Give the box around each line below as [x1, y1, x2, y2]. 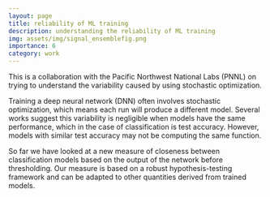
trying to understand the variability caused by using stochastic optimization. [8, 80, 262, 90]
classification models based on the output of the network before [8, 155, 223, 165]
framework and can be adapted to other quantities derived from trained [8, 172, 247, 182]
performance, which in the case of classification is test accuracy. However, [8, 122, 259, 131]
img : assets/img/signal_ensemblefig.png [8, 34, 148, 43]
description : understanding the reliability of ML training [8, 27, 216, 35]
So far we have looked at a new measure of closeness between [8, 147, 221, 156]
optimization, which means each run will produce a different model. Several [8, 105, 261, 114]
